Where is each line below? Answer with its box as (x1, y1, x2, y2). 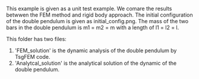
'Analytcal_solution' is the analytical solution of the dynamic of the (14, 59, 177, 67)
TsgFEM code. (14, 53, 50, 60)
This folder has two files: (6, 36, 67, 42)
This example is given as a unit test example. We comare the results (6, 5, 172, 12)
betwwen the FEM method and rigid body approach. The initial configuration (6, 11, 193, 18)
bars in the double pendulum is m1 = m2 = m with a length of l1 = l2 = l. (6, 24, 179, 31)
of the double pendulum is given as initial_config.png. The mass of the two (6, 18, 189, 24)
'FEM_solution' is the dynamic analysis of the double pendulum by (14, 47, 177, 54)
